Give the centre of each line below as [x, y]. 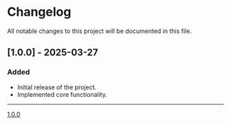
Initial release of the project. [57, 87]
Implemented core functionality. [62, 94]
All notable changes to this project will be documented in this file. [100, 31]
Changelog [39, 12]
